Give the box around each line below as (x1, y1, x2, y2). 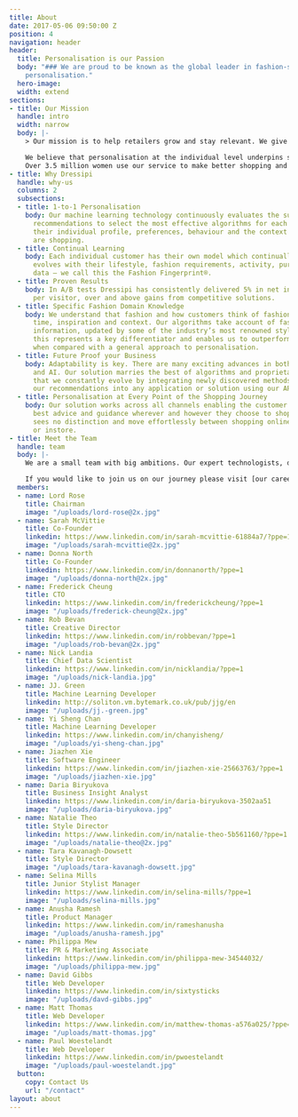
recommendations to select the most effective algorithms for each (32, 219, 288, 227)
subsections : (17, 195, 66, 203)
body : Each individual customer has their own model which (25, 252, 248, 261)
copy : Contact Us (25, 1078, 90, 1087)
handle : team (17, 442, 66, 451)
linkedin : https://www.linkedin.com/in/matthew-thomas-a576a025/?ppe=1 (25, 1019, 295, 1029)
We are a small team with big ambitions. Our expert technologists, (25, 459, 284, 467)
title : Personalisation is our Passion (17, 54, 165, 63)
